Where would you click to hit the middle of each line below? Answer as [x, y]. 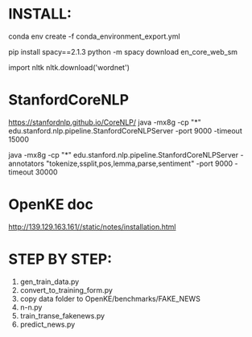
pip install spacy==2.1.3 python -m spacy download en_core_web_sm [123, 51]
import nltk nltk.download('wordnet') [69, 67]
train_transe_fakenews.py [62, 315]
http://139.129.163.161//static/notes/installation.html [92, 227]
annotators [26, 163]
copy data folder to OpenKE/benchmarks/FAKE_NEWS [110, 298]
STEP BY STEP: [60, 259]
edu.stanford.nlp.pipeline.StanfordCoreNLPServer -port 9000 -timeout [126, 130]
